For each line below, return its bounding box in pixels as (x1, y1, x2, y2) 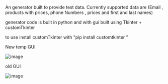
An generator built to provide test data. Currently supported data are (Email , (5, 4, 163, 10)
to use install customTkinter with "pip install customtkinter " (5, 34, 128, 40)
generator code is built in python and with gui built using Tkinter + (5, 19, 142, 25)
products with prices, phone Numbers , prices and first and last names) (5, 9, 153, 15)
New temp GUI (5, 44, 36, 49)
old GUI (5, 63, 21, 69)
